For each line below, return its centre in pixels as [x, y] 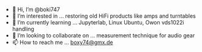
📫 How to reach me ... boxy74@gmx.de [62, 42]
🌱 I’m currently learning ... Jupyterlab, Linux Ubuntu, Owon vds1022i [98, 22]
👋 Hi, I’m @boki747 [36, 9]
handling [23, 29]
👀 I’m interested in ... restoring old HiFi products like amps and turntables [104, 16]
